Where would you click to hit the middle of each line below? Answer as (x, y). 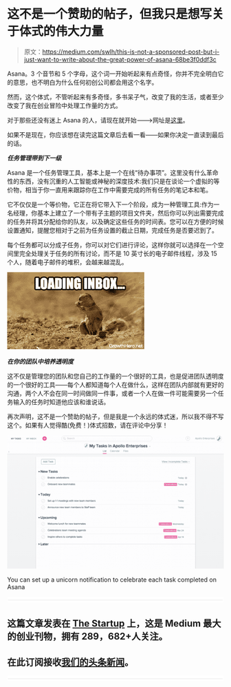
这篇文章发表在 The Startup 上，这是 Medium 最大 (114, 624)
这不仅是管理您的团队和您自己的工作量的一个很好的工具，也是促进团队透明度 (115, 376)
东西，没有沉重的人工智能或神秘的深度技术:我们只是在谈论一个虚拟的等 (119, 181)
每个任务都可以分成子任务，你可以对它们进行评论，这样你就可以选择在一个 (112, 244)
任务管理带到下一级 (34, 158)
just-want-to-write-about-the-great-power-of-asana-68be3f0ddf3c (120, 59)
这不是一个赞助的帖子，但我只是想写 (110, 14)
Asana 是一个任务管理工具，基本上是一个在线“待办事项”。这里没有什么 (107, 172)
